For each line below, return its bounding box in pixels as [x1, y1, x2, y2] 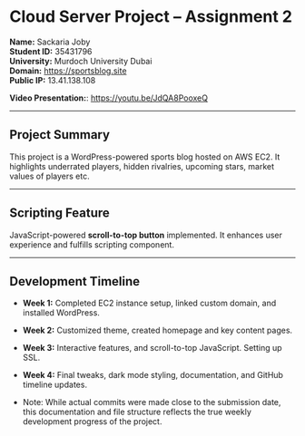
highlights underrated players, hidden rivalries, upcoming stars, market [9, 160, 275, 171]
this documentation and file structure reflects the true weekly [22, 406, 252, 418]
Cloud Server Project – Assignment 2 [9, 6, 293, 27]
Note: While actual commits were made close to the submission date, [22, 397, 281, 408]
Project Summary [9, 127, 111, 142]
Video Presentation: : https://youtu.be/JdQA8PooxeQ [9, 92, 209, 103]
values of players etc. [9, 170, 90, 181]
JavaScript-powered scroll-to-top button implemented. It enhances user [9, 229, 283, 240]
